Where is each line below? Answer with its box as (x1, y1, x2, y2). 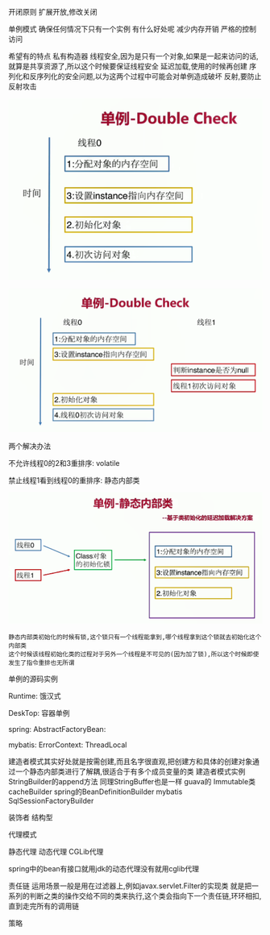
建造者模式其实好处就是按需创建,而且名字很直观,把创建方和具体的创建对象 (8, 757, 253, 767)
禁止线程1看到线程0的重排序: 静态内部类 (8, 475, 140, 485)
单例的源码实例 (8, 674, 58, 684)
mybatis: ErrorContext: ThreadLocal (8, 740, 127, 750)
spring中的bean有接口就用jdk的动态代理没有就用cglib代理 (8, 864, 200, 874)
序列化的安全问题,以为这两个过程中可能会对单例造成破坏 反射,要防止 (35, 72, 262, 81)
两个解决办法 (8, 441, 51, 451)
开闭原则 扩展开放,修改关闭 (8, 7, 98, 16)
